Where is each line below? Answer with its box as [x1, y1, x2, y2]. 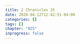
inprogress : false [5, 31, 44, 36]
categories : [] [5, 17, 37, 22]
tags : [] [5, 21, 24, 27]
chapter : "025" [5, 26, 37, 31]
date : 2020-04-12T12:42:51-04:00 [5, 12, 75, 17]
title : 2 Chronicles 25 [5, 7, 55, 13]
